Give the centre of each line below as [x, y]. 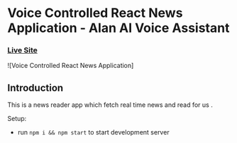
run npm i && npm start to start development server [93, 132]
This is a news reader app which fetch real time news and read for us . [110, 105]
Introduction [35, 87]
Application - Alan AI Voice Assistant [118, 28]
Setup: [17, 119]
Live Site [22, 50]
